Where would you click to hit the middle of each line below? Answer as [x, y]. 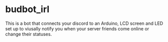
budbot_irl [27, 9]
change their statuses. [29, 34]
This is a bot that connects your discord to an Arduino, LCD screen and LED [84, 23]
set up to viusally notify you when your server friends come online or [77, 28]
